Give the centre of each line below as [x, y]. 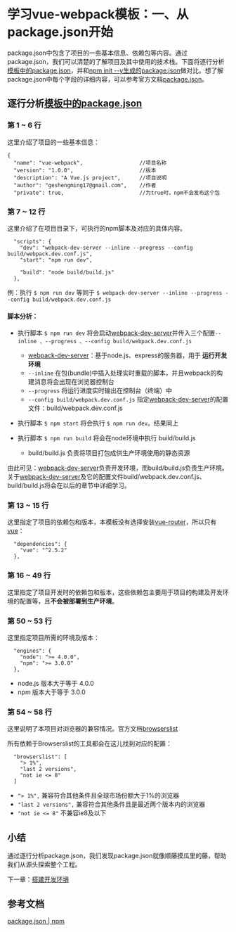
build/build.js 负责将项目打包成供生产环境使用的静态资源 [109, 453]
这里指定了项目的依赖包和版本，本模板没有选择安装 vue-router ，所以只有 [112, 522]
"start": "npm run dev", [56, 260]
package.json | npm [36, 921]
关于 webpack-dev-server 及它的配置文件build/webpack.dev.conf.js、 [106, 477]
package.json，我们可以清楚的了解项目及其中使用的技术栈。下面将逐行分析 [116, 61]
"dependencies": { [41, 544]
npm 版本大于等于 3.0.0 [51, 692]
